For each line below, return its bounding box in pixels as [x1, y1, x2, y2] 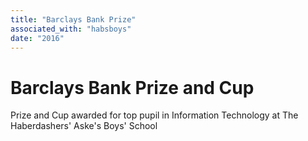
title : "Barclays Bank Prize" [10, 14, 137, 25]
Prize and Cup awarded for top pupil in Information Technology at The [10, 109, 299, 121]
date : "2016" [10, 33, 65, 43]
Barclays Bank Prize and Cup [10, 76, 255, 99]
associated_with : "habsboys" [10, 24, 132, 34]
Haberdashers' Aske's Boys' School [10, 120, 158, 132]
